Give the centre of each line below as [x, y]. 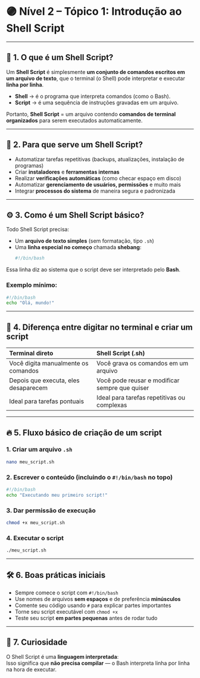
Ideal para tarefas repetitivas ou [141, 398]
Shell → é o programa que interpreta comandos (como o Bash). [93, 96]
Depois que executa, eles [44, 380]
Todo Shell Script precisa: [38, 230]
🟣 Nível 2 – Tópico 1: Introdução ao [94, 12]
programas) [29, 165]
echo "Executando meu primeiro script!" [57, 495]
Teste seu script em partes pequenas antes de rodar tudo [86, 618]
